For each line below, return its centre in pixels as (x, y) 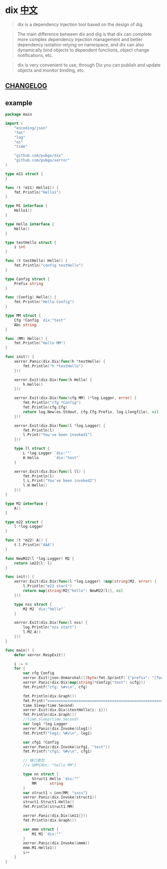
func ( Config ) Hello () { (31, 297)
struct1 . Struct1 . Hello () (49, 802)
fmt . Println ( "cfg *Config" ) (52, 403)
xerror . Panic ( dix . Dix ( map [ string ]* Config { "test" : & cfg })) (84, 683)
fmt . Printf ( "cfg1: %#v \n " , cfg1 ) (58, 752)
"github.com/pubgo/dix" (39, 156)
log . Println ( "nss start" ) (50, 627)
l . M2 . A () (32, 632)
